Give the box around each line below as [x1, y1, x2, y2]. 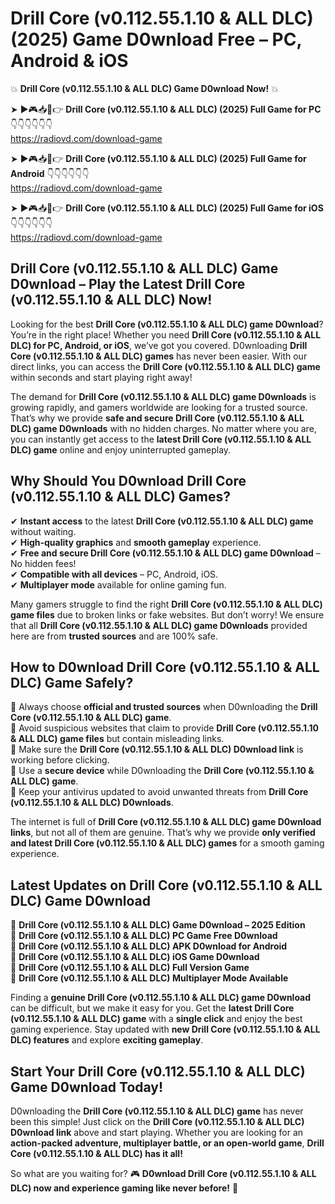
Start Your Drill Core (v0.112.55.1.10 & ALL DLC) [10, 1063, 306, 1080]
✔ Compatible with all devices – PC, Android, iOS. [10, 568, 219, 580]
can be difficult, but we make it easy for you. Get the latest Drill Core [10, 1002, 295, 1014]
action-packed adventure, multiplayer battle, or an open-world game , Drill [10, 1137, 325, 1149]
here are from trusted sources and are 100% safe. [10, 630, 219, 642]
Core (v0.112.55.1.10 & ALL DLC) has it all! [10, 1148, 183, 1159]
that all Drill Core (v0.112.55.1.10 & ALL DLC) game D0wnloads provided [10, 619, 308, 631]
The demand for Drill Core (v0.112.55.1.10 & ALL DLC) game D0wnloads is [10, 390, 317, 402]
